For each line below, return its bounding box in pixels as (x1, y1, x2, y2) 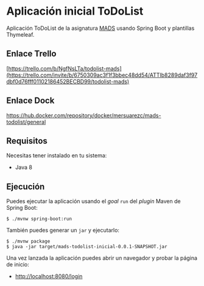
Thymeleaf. (6, 30, 35, 38)
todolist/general (6, 118, 46, 126)
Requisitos (6, 135, 47, 146)
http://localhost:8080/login (15, 273, 83, 280)
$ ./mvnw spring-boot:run (6, 216, 72, 222)
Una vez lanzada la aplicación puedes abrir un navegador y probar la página (6, 254, 198, 262)
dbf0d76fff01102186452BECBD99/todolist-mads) (6, 77, 130, 85)
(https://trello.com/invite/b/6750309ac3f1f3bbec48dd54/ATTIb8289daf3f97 (6, 71, 198, 79)
